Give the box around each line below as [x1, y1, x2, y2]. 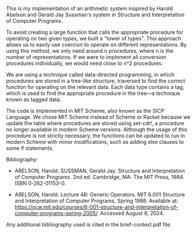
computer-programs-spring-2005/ [14, 210, 98, 216]
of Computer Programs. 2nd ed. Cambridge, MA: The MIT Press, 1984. [14, 174, 185, 180]
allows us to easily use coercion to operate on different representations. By [6, 41, 187, 48]
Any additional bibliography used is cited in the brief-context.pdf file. [6, 221, 172, 228]
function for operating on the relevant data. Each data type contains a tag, [6, 84, 184, 90]
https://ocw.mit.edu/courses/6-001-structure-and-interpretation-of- [14, 204, 178, 210]
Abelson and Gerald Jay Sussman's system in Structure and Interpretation [6, 11, 185, 18]
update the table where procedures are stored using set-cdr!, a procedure [6, 120, 184, 126]
